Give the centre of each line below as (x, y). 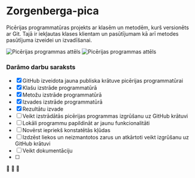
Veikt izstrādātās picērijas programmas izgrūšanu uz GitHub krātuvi (105, 116)
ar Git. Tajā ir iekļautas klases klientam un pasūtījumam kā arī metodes (92, 33)
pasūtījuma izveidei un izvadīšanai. (49, 40)
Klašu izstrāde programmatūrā (60, 88)
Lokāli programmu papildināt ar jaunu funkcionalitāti (86, 123)
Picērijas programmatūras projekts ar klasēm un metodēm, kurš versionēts (97, 27)
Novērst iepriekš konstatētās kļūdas (66, 130)
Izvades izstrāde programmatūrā (63, 102)
